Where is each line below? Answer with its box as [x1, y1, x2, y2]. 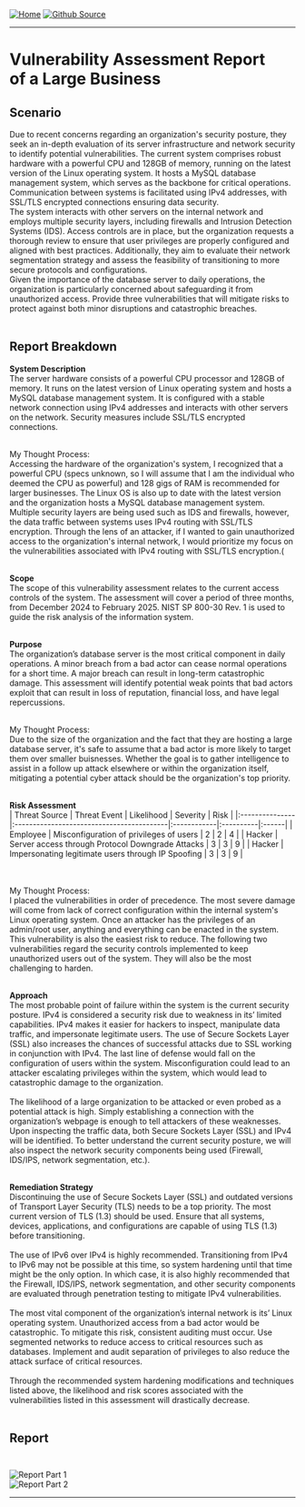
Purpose [9, 638, 43, 649]
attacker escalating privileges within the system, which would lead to [9, 1067, 268, 1078]
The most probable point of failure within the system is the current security [9, 999, 290, 1010]
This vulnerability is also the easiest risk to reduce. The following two [9, 933, 268, 944]
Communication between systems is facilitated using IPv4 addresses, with [9, 187, 288, 198]
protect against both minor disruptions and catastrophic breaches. [9, 303, 258, 313]
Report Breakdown [9, 339, 118, 354]
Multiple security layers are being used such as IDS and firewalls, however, [9, 506, 290, 517]
